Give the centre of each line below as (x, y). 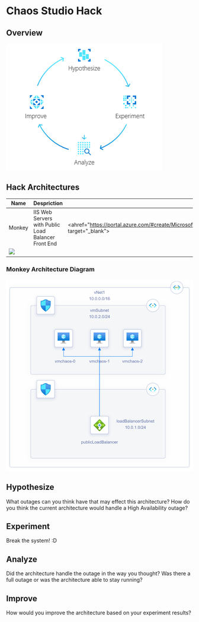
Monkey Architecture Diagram (50, 270)
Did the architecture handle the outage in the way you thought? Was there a (98, 573)
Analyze (22, 559)
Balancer (44, 237)
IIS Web (43, 212)
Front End (45, 243)
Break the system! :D (32, 541)
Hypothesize (30, 487)
